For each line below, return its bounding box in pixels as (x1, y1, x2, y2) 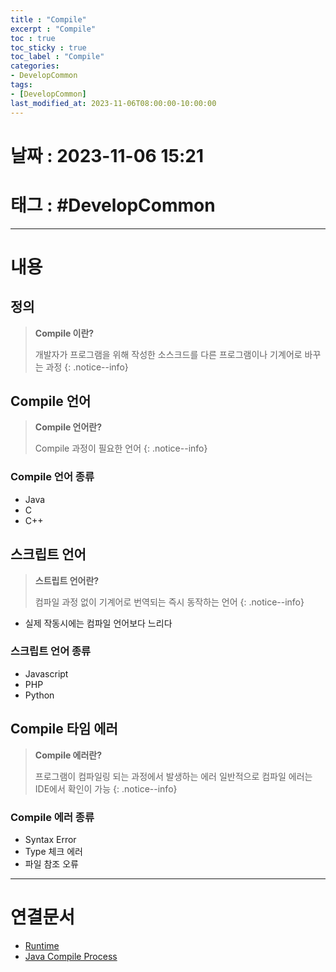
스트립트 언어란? (34, 574, 100, 586)
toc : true (10, 33, 56, 43)
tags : (10, 80, 33, 90)
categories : (10, 61, 60, 71)
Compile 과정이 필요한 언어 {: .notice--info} (34, 442, 208, 455)
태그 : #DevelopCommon (10, 194, 216, 216)
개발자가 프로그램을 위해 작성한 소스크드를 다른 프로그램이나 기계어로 (34, 348, 303, 360)
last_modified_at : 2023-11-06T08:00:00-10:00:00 (10, 98, 217, 108)
